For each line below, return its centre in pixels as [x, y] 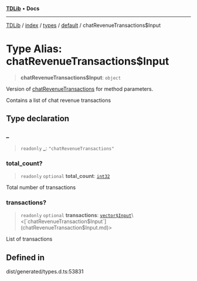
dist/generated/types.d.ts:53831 [45, 272]
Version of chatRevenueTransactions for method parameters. [80, 89]
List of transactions [29, 239]
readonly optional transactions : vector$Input [76, 215]
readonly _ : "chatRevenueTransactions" [67, 148]
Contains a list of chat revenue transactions [59, 100]
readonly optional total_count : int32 [65, 176]
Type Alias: [34, 49]
